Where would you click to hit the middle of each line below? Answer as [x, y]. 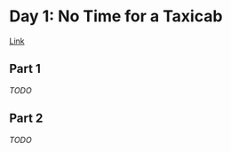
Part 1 [25, 69]
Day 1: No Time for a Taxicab [116, 16]
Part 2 [26, 119]
